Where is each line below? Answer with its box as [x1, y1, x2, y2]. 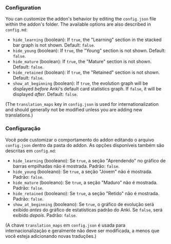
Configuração [5, 125, 41, 132]
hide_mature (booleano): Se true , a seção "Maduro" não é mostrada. [12, 179, 158, 185]
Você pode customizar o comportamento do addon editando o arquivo [5, 137, 155, 143]
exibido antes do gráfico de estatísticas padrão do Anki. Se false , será [12, 207, 163, 213]
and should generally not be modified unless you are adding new [5, 107, 143, 113]
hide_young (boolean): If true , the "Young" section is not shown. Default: [12, 48, 166, 54]
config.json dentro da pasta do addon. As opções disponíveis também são [5, 142, 164, 148]
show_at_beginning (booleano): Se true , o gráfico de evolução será [12, 201, 154, 207]
